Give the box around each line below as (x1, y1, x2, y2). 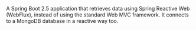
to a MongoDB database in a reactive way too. (6, 18, 119, 24)
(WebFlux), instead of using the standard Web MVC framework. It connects (6, 11, 189, 18)
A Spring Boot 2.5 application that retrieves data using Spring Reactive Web (6, 5, 190, 12)
